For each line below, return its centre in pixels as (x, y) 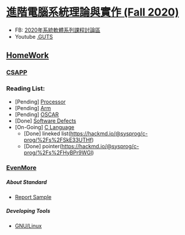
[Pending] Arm (33, 108)
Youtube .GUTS (34, 36)
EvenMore (21, 168)
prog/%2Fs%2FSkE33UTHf (58, 140)
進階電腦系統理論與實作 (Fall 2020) (92, 12)
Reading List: (26, 88)
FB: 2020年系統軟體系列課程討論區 (57, 30)
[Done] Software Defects (45, 121)
